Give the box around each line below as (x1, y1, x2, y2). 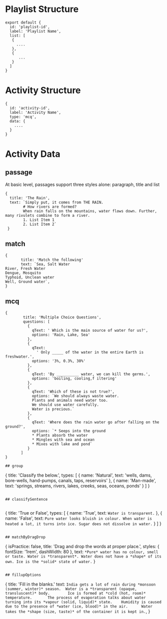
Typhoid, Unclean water (5, 275, 55, 280)
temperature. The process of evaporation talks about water (5, 595, 146, 600)
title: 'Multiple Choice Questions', (23, 315, 101, 320)
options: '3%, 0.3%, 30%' (31, 358, 86, 363)
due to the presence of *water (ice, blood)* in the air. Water (5, 604, 153, 609)
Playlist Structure (5, 3, 79, 15)
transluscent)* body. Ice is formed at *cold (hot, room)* (5, 591, 146, 596)
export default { (5, 20, 41, 25)
